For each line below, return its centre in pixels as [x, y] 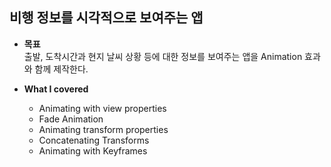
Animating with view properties [102, 108]
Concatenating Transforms [94, 140]
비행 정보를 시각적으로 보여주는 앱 [106, 18]
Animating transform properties [103, 129]
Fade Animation [71, 119]
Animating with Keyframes [93, 150]
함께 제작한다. [61, 69]
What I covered [56, 89]
